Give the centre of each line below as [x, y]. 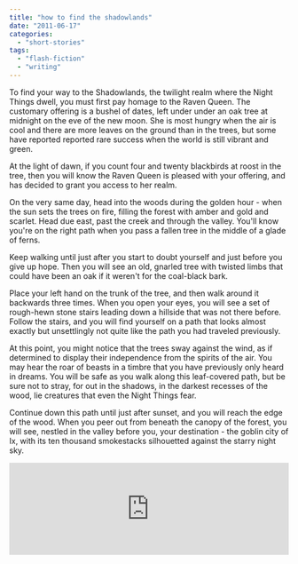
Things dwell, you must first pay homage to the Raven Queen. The [130, 101]
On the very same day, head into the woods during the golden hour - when [145, 202]
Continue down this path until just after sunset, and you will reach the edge [146, 412]
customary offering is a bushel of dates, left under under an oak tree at [139, 111]
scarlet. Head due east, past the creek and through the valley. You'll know [144, 221]
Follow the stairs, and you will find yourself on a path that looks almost [137, 322]
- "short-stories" [51, 42]
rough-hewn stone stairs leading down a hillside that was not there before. [145, 312]
